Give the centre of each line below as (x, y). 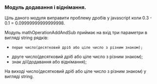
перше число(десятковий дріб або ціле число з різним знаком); (77, 48)
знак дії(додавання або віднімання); (49, 62)
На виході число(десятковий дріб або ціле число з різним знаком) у (76, 71)
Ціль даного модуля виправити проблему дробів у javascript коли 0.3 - (78, 18)
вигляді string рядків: (27, 38)
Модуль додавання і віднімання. (45, 7)
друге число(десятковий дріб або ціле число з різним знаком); (77, 57)
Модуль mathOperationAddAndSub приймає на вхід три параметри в (76, 33)
